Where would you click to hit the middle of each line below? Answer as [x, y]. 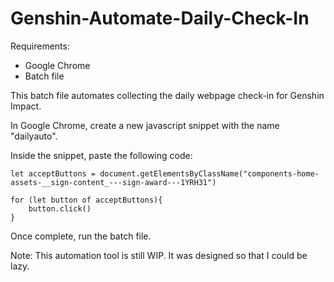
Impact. [26, 106]
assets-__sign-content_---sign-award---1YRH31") [113, 182]
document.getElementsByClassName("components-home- [209, 173]
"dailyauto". [34, 136]
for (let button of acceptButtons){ [86, 200]
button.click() [60, 208]
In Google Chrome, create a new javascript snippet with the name [145, 125]
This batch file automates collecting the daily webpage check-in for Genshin [167, 95]
